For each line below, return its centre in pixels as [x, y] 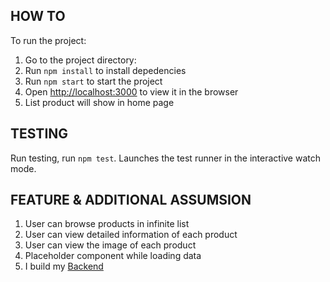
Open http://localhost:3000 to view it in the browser [131, 91]
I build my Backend [64, 266]
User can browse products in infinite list [107, 224]
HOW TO [38, 16]
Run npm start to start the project [93, 81]
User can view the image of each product [110, 245]
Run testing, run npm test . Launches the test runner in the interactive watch [165, 158]
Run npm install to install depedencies [105, 70]
